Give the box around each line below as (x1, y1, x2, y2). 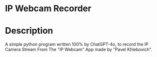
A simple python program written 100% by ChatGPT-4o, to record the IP (5, 41, 149, 47)
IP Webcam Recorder (5, 3, 92, 14)
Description (5, 25, 53, 37)
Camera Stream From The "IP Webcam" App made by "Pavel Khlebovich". (5, 47, 153, 53)
